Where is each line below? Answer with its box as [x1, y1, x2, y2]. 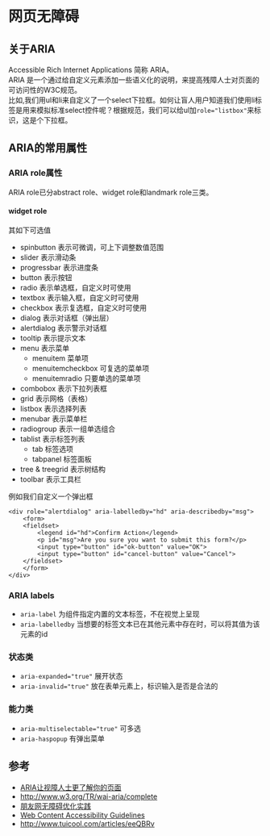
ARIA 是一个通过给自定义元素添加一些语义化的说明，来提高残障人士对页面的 [8, 75, 260, 85]
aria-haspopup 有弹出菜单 [19, 734, 105, 743]
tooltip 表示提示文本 [19, 332, 86, 343]
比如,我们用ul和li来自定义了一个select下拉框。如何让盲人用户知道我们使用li [8, 95, 255, 105]
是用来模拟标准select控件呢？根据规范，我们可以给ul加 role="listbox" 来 [15, 106, 255, 115]
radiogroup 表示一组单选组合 [19, 424, 116, 433]
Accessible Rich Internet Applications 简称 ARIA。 [8, 65, 174, 74]
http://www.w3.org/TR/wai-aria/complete [19, 792, 158, 801]
